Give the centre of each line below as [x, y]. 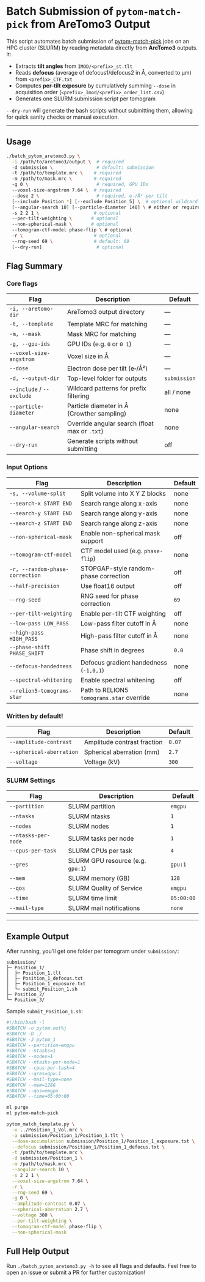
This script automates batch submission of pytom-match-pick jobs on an [98, 41]
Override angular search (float [110, 423]
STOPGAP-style [104, 568]
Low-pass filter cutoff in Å [118, 624]
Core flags [22, 283]
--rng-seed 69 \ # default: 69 [71, 241]
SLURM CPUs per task [100, 851]
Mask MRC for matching [102, 334]
